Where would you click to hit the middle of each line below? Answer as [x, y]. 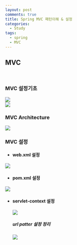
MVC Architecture [27, 117]
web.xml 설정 [26, 154]
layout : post [19, 10]
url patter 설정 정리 [31, 224]
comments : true [21, 14]
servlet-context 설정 [34, 201]
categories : [17, 24]
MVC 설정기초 [21, 88]
